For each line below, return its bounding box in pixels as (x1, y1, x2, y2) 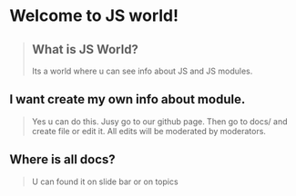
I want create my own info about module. (9, 92, 246, 107)
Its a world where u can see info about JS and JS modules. (31, 65, 253, 76)
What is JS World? (31, 42, 139, 57)
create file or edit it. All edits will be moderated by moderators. (31, 125, 267, 136)
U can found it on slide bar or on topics (31, 176, 179, 187)
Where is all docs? (9, 152, 116, 168)
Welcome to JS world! (9, 5, 179, 26)
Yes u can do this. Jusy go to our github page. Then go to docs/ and (31, 115, 289, 127)
